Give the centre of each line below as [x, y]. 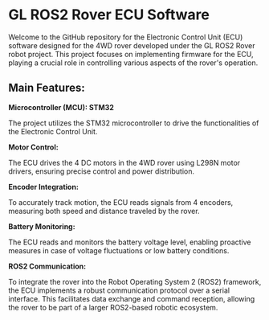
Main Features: [47, 88]
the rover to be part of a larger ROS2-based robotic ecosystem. [113, 307]
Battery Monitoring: [42, 226]
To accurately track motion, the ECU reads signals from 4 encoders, [121, 202]
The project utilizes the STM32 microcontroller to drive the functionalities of [134, 123]
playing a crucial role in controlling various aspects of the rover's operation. [133, 63]
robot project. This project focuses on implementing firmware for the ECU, [131, 54]
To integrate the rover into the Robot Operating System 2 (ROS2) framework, [135, 281]
